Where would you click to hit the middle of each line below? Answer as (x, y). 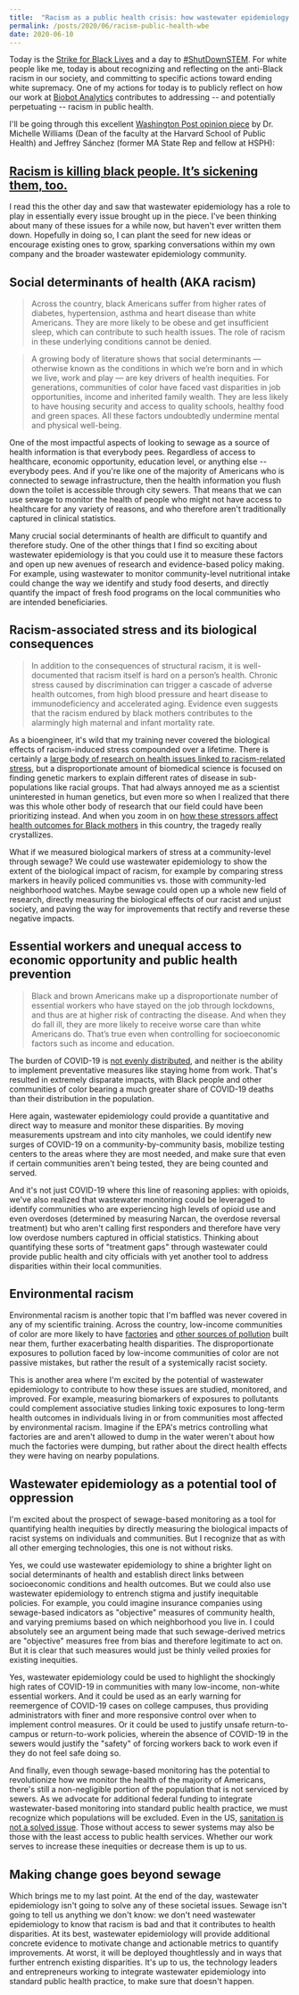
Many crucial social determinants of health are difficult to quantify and (138, 536)
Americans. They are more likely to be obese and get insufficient (150, 323)
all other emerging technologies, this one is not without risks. (121, 1548)
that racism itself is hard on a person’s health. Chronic (179, 675)
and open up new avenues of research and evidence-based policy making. (147, 564)
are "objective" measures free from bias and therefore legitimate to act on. (146, 1641)
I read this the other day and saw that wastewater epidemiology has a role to (150, 207)
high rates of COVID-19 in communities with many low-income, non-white (145, 1687)
